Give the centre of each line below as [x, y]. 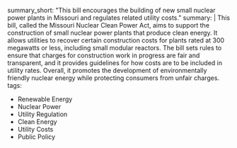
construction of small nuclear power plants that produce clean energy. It [112, 33]
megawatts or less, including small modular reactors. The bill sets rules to [115, 48]
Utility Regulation [42, 114]
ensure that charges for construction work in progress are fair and [104, 55]
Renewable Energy [45, 99]
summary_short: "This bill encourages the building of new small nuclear [111, 10]
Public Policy [36, 137]
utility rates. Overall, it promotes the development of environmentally [107, 70]
